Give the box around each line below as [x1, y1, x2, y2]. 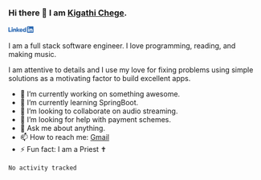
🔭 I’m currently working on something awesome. [19, 89, 181, 99]
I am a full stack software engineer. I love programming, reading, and [8, 41, 236, 51]
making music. [8, 50, 57, 59]
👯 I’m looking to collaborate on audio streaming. [19, 106, 178, 116]
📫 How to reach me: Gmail [19, 133, 110, 142]
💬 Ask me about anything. [19, 124, 106, 133]
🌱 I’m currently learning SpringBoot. [19, 98, 139, 108]
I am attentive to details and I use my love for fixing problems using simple [8, 65, 254, 75]
